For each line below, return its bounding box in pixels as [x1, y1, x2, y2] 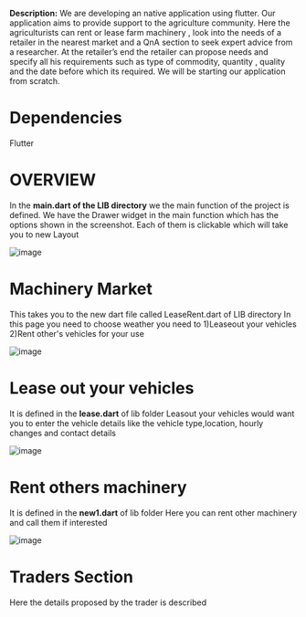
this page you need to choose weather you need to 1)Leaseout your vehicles [9, 319, 297, 329]
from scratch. [9, 76, 61, 86]
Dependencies [9, 108, 122, 129]
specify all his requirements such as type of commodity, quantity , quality [9, 57, 286, 67]
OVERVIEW [9, 170, 97, 191]
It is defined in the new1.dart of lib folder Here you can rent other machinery [9, 507, 298, 518]
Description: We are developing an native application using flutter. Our [9, 8, 276, 18]
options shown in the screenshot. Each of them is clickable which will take [9, 219, 289, 230]
